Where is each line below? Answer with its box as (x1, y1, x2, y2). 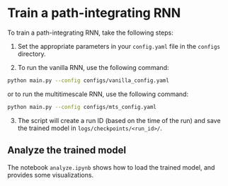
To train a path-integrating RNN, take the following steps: (7, 28, 173, 37)
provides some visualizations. (7, 170, 94, 179)
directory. (17, 50, 46, 58)
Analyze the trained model (7, 144, 126, 156)
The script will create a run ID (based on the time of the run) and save (17, 116, 221, 124)
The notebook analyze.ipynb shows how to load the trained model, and (7, 163, 215, 171)
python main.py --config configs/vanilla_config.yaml (7, 76, 170, 84)
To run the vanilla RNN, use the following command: (17, 63, 169, 71)
